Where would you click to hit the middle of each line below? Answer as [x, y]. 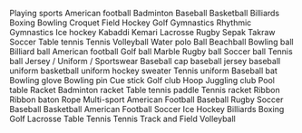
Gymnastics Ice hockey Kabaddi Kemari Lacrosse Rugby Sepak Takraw [142, 32]
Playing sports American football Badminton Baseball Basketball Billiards [144, 13]
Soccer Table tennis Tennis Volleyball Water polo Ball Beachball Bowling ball [151, 42]
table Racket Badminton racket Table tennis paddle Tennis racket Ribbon [145, 90]
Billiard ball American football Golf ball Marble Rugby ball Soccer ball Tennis [151, 52]
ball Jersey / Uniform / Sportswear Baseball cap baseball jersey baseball [145, 61]
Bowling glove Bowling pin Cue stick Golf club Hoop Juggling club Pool [142, 80]
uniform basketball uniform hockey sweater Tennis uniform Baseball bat [144, 71]
